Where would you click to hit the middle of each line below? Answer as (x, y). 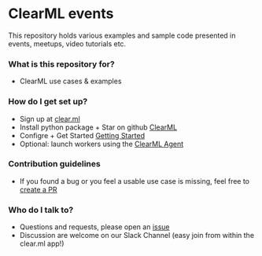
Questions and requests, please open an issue (94, 227)
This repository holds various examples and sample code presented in (122, 35)
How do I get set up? (48, 101)
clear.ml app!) (42, 243)
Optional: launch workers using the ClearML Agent (101, 144)
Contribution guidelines (54, 164)
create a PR (38, 189)
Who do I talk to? (41, 210)
